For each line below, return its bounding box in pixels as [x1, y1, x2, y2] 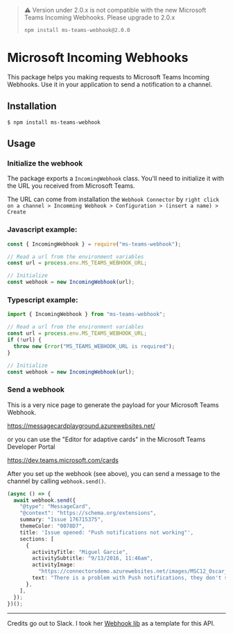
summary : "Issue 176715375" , [19, 516, 104, 523]
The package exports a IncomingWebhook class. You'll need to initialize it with [7, 174, 224, 183]
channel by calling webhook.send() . [7, 477, 106, 485]
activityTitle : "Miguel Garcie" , [32, 548, 129, 555]
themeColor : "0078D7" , [19, 523, 85, 530]
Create [7, 209, 26, 216]
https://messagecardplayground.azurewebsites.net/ [7, 421, 155, 430]
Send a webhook [7, 385, 64, 395]
